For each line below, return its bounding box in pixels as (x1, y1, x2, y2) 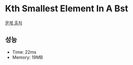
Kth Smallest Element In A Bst (5, 3, 129, 14)
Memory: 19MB (12, 54, 43, 60)
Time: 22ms (12, 49, 37, 55)
